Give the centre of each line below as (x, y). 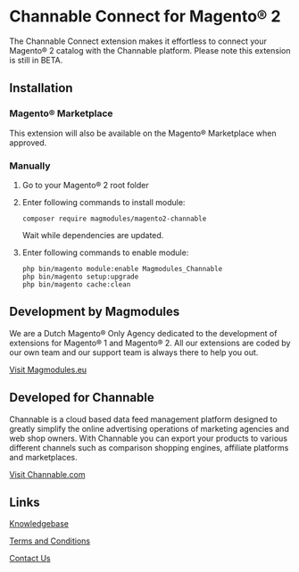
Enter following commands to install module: (104, 202)
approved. (28, 142)
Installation (41, 88)
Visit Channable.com (47, 474)
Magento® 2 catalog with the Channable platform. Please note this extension (150, 50)
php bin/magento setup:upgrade (80, 277)
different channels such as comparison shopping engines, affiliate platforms (149, 447)
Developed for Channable (82, 398)
